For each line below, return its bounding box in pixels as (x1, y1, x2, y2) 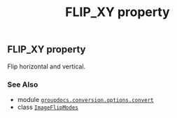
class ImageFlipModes (17, 103, 78, 111)
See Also (7, 80, 38, 89)
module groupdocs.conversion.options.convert (17, 95, 154, 103)
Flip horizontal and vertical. (7, 62, 86, 71)
